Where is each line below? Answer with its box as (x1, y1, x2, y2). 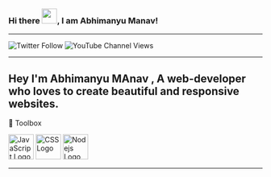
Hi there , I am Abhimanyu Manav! (8, 14, 159, 26)
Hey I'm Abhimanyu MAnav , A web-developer (8, 72, 246, 85)
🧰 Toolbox (8, 118, 42, 128)
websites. (8, 97, 59, 110)
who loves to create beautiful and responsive (8, 84, 240, 98)
